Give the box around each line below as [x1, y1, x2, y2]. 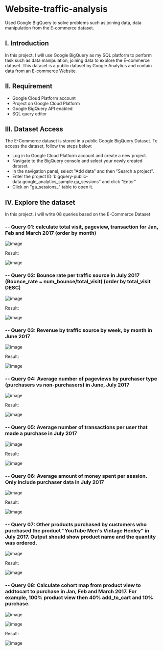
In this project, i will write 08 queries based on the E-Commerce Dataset [5, 211, 151, 217]
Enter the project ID [12, 173, 52, 180]
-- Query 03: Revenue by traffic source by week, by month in [5, 326, 153, 333]
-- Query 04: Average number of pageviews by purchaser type [5, 376, 158, 382]
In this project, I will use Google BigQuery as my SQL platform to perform [5, 52, 152, 58]
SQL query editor [12, 110, 47, 116]
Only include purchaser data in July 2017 [5, 479, 104, 486]
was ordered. [5, 539, 38, 546]
